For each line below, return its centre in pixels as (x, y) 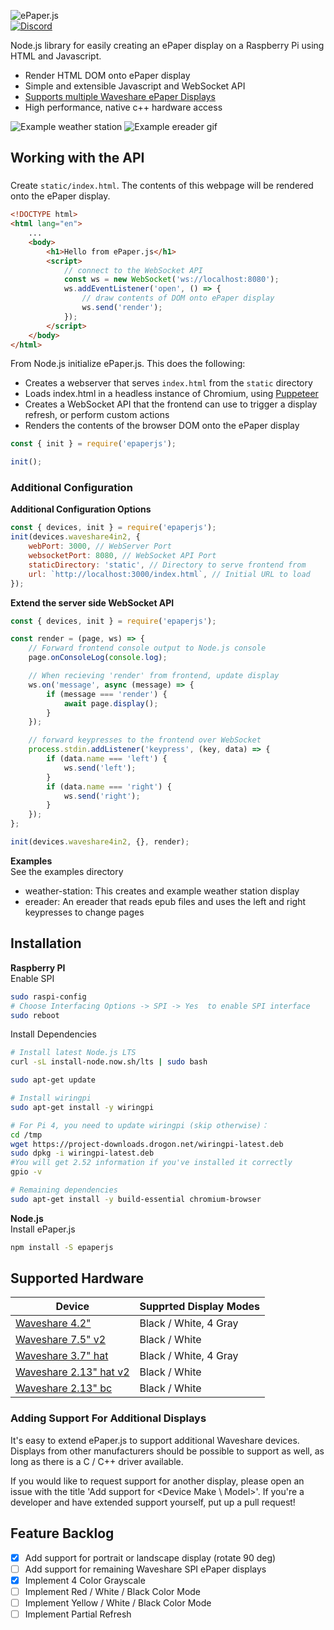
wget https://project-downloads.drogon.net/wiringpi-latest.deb (147, 1144)
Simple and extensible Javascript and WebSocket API (135, 86)
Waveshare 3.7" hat (62, 1356)
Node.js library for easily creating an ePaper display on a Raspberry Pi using (167, 45)
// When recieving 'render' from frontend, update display (154, 676)
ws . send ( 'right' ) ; (102, 796)
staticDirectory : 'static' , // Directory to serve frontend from (167, 565)
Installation (46, 943)
